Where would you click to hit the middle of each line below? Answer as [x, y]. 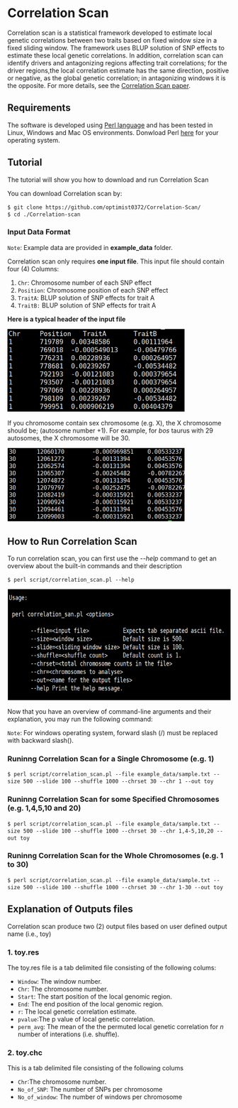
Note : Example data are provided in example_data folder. [90, 247]
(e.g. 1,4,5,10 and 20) [44, 808]
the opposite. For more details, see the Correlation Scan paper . [99, 85]
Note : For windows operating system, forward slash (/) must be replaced [113, 732]
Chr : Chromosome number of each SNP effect [85, 283]
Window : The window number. [60, 981]
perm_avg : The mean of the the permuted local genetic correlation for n [121, 1026]
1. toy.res [23, 952]
